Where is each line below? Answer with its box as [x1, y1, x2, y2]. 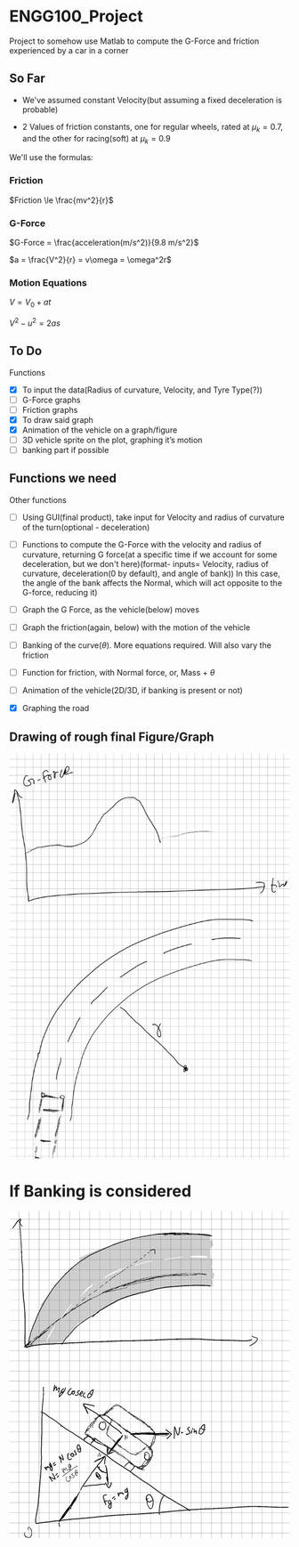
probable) [21, 104, 59, 115]
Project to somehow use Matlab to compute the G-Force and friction [9, 36, 260, 46]
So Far [9, 71, 46, 86]
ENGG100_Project [9, 6, 144, 27]
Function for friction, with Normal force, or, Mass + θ [21, 668, 215, 678]
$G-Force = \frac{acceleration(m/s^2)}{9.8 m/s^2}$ [9, 237, 199, 247]
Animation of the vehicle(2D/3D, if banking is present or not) [21, 685, 243, 696]
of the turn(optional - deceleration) [21, 522, 150, 532]
